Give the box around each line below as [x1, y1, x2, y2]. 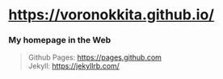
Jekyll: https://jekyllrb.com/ [27, 61, 120, 71]
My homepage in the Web [8, 35, 111, 46]
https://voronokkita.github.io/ [8, 6, 215, 24]
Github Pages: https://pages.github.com [27, 52, 162, 62]
